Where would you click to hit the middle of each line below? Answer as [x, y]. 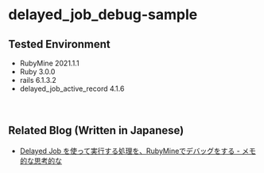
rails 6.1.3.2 [38, 80]
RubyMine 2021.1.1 [49, 63]
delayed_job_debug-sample [103, 15]
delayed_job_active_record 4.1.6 [72, 88]
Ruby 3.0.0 [37, 72]
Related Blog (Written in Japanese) [96, 130]
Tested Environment [60, 44]
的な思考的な [41, 160]
